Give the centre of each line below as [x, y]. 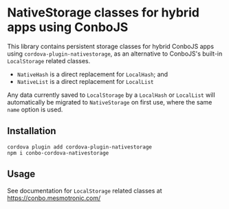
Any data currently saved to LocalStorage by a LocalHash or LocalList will [111, 95]
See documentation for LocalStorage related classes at [85, 190]
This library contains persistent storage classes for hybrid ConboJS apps [111, 46]
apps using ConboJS [68, 27]
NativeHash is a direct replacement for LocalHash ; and [92, 74]
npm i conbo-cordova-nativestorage [58, 153]
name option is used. [35, 109]
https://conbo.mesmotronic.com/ [54, 198]
